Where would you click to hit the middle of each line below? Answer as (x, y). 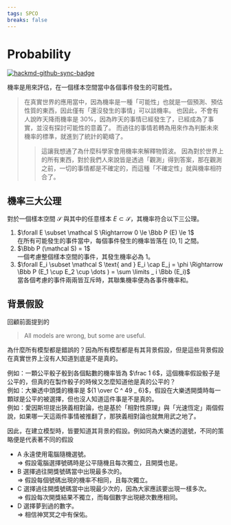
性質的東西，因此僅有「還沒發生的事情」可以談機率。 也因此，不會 (118, 110)
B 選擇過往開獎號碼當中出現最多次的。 (71, 472)
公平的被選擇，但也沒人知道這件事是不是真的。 (91, 399)
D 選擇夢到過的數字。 (47, 506)
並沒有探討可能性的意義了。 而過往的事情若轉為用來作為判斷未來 (127, 128)
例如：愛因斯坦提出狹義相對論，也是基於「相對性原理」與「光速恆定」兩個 (112, 408)
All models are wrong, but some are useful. (85, 336)
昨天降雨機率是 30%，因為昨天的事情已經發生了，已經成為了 (122, 119)
